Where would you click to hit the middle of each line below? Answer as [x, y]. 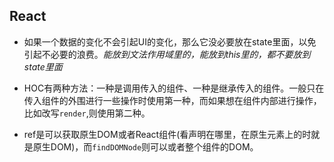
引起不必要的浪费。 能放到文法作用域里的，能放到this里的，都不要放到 [167, 54]
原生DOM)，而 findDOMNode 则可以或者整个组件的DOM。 [145, 146]
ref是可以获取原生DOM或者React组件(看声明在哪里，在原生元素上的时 [167, 134]
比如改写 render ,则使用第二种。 [87, 113]
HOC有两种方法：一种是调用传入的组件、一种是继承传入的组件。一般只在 [174, 88]
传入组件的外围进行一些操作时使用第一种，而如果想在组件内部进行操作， [172, 100]
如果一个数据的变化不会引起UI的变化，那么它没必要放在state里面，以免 [170, 41]
